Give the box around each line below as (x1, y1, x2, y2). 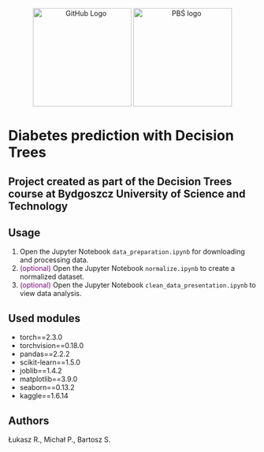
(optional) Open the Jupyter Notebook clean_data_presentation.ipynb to (19, 280, 256, 290)
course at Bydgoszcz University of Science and (8, 187, 246, 200)
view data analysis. (19, 289, 82, 298)
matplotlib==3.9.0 (19, 374, 78, 384)
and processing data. (19, 255, 89, 265)
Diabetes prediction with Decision (8, 127, 234, 145)
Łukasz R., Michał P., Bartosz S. (8, 435, 111, 444)
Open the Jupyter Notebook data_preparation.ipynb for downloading (19, 247, 246, 257)
